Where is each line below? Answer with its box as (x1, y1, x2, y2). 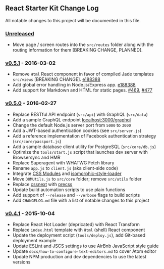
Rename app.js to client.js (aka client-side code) (12, 165, 119, 171)
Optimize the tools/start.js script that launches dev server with (12, 149, 148, 155)
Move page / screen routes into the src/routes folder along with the (12, 41, 154, 48)
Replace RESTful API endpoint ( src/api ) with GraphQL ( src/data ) (12, 111, 148, 117)
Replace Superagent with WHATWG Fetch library (12, 159, 115, 166)
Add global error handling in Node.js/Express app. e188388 (12, 82, 136, 88)
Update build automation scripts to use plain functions (12, 187, 125, 193)
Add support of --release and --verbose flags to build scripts (12, 192, 140, 198)
